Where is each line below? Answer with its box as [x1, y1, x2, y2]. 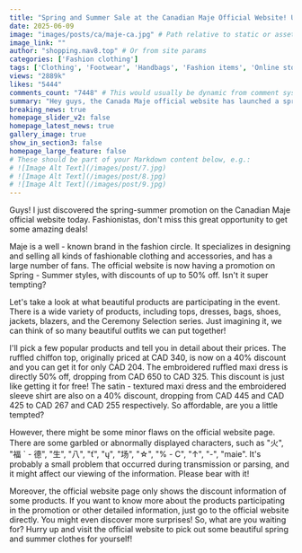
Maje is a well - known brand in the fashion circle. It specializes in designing [9, 241, 291, 252]
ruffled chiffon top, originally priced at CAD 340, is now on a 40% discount [9, 352, 287, 364]
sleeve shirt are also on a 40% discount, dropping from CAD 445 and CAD [9, 391, 285, 401]
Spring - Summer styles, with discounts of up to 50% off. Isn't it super [9, 270, 269, 281]
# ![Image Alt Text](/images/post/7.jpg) [9, 163, 167, 172]
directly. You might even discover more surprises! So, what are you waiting [9, 514, 287, 525]
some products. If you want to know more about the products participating [9, 496, 286, 506]
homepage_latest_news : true [9, 122, 115, 131]
